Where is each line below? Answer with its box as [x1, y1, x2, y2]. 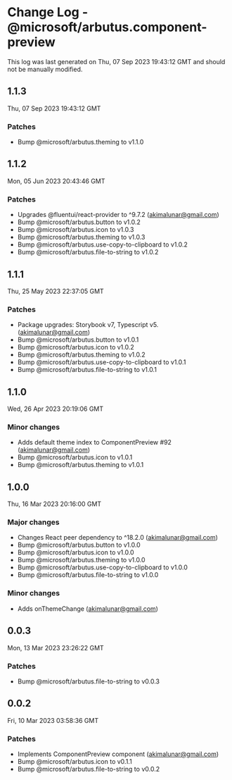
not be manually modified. [7, 65, 83, 73]
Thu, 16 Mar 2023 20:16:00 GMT [7, 500, 102, 508]
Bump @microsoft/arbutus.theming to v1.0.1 [17, 461, 144, 469]
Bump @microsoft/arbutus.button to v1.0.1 [17, 335, 139, 344]
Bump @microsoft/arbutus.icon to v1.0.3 [17, 225, 134, 234]
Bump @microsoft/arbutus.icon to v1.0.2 [17, 343, 135, 352]
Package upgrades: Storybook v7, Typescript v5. [17, 321, 159, 329]
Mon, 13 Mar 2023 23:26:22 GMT [7, 643, 104, 652]
